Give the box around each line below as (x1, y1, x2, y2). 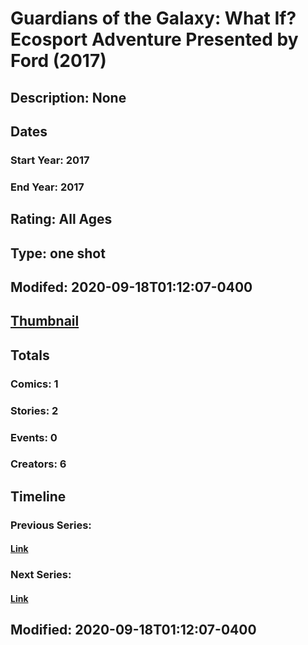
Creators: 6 (10, 457, 67, 471)
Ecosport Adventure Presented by (10, 28, 299, 51)
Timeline (10, 488, 67, 505)
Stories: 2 (10, 403, 59, 417)
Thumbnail (10, 313, 80, 330)
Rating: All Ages (10, 211, 113, 228)
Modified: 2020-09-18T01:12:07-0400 (10, 622, 257, 639)
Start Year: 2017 (10, 153, 90, 167)
